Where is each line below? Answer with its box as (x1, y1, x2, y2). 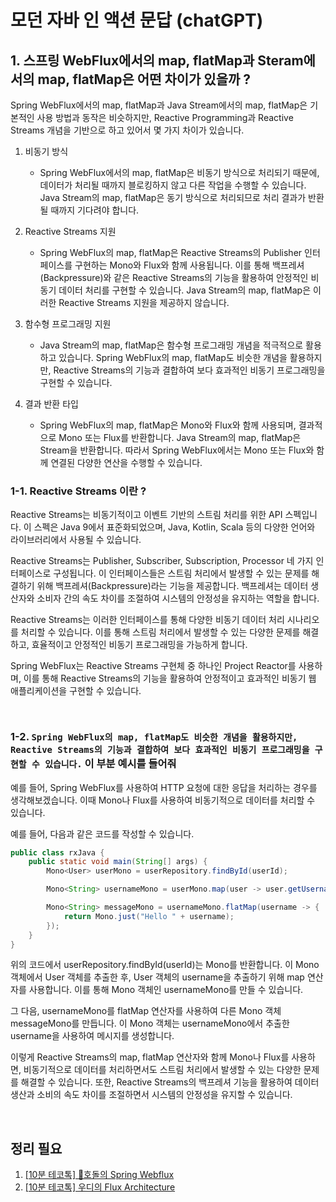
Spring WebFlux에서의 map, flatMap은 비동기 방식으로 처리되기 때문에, (39, 167, 320, 178)
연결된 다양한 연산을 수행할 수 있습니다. (50, 457, 203, 468)
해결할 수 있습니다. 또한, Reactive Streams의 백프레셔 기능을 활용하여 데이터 (20, 1076, 320, 1088)
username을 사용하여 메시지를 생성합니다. (10, 1030, 175, 1042)
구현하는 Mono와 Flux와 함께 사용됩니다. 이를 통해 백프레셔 (74, 259, 305, 271)
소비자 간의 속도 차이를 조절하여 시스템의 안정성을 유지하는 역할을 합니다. (36, 592, 320, 605)
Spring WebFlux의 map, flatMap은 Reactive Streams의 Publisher (39, 247, 303, 258)
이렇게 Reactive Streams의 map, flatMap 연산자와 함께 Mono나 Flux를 (10, 1051, 290, 1063)
